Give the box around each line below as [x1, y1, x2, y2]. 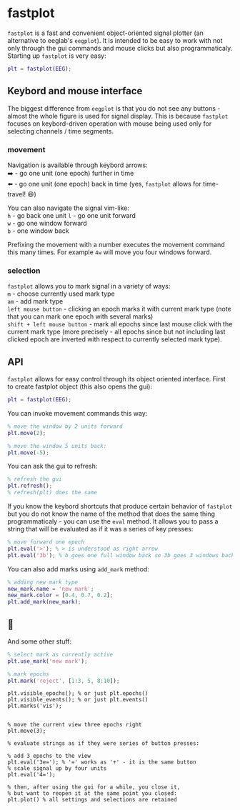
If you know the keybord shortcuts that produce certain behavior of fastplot [7, 502, 233, 511]
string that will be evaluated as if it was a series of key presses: [7, 525, 194, 534]
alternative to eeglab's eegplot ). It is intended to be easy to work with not [7, 36, 223, 44]
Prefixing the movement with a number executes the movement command [7, 240, 225, 249]
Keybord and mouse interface [7, 85, 143, 97]
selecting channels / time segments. [7, 126, 114, 135]
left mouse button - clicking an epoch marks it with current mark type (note [7, 305, 232, 314]
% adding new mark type [7, 579, 79, 586]
